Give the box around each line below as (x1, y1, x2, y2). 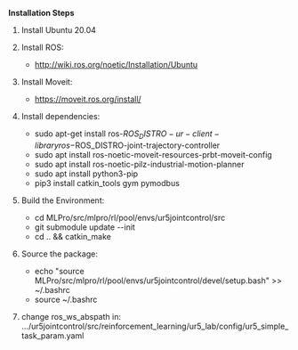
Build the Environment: (20, 195, 105, 206)
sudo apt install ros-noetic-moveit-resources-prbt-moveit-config (34, 149, 272, 159)
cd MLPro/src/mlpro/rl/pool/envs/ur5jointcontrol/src (34, 212, 226, 223)
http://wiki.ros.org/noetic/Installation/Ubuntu (34, 60, 198, 69)
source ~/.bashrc (34, 294, 98, 305)
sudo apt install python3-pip (34, 168, 139, 179)
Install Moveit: (20, 77, 73, 87)
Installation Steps (8, 8, 75, 18)
